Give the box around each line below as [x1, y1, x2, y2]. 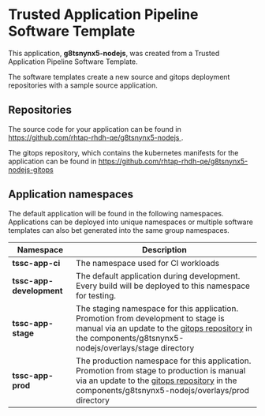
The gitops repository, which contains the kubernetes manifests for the [8, 148, 239, 157]
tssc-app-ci [12, 257, 61, 268]
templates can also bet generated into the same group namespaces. [8, 225, 230, 234]
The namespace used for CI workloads [76, 257, 219, 268]
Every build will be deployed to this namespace [76, 280, 251, 291]
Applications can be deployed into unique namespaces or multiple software [8, 217, 254, 227]
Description [141, 244, 187, 255]
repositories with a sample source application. [8, 81, 158, 90]
